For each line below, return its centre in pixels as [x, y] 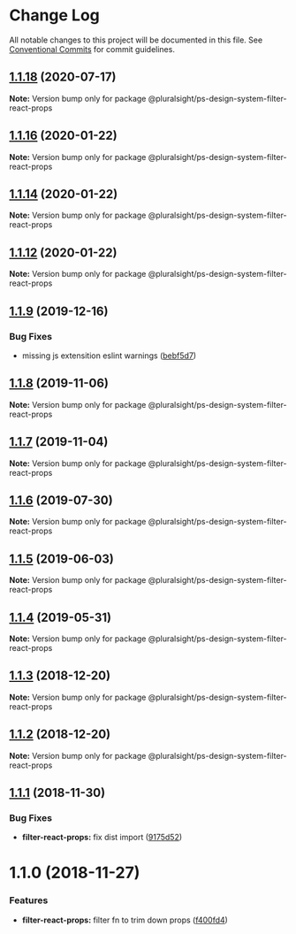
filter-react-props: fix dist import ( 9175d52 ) [102, 838]
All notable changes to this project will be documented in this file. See [136, 40]
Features [29, 900]
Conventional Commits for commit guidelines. [92, 49]
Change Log [54, 15]
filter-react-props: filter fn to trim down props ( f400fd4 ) [125, 920]
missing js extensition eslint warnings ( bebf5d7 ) [109, 356]
